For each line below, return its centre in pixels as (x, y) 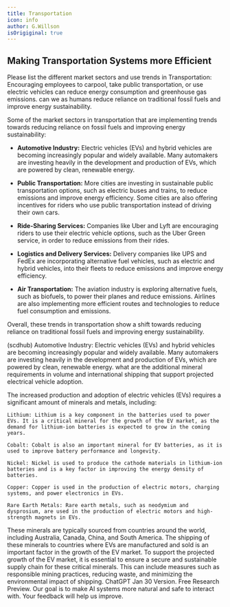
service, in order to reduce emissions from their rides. (93, 240)
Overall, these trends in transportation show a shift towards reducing (104, 325)
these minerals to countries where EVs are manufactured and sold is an (108, 545)
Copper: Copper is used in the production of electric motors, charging (113, 487)
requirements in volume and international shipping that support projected (111, 374)
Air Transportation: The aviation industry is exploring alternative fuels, (117, 289)
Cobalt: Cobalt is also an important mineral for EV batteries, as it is (115, 445)
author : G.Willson (33, 26)
